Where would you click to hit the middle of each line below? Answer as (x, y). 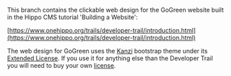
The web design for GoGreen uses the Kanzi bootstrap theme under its (108, 51)
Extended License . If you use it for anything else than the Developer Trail (110, 58)
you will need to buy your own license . (62, 65)
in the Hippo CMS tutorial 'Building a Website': (73, 17)
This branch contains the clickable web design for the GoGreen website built (115, 10)
